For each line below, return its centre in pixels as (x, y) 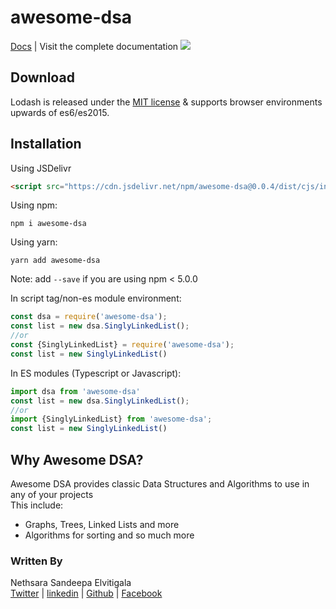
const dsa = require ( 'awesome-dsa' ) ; (89, 317)
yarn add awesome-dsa (55, 261)
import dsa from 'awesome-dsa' (75, 391)
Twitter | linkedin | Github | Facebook (86, 593)
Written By (36, 561)
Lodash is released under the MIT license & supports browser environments (166, 102)
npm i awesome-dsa (48, 224)
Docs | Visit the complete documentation (94, 46)
